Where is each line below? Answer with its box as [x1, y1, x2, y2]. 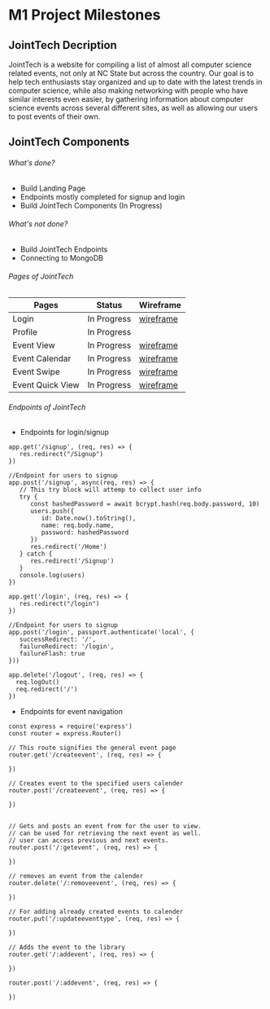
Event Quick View [12, 379, 80, 390]
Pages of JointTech [8, 271, 74, 282]
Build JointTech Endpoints [20, 244, 108, 254]
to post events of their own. [8, 112, 101, 121]
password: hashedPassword [41, 529, 129, 537]
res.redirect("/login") [19, 600, 100, 608]
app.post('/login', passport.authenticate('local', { [8, 629, 195, 637]
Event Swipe [12, 366, 60, 377]
